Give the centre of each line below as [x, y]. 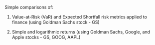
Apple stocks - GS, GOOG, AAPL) [46, 37]
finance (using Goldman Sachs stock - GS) [56, 22]
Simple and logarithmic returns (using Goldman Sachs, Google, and [81, 32]
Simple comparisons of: [29, 7]
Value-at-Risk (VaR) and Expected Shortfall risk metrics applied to [79, 17]
